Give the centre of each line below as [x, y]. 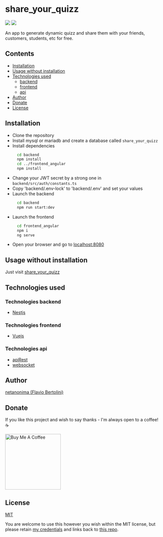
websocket [23, 365]
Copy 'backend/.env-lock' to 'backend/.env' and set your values [78, 188]
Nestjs [19, 312]
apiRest [20, 359]
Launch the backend [33, 194]
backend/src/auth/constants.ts [44, 184]
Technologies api [26, 349]
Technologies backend [33, 302]
